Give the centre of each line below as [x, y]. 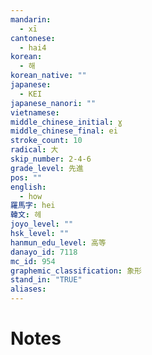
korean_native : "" [48, 76]
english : [28, 187]
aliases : [28, 289]
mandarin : [31, 19]
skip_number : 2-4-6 [51, 159]
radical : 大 [34, 150]
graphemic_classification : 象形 [76, 271]
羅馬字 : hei [33, 206]
